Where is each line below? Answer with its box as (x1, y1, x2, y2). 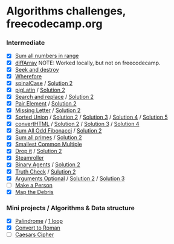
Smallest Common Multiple (14, 140, 83, 148)
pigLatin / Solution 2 (14, 86, 65, 93)
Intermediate (6, 39, 45, 47)
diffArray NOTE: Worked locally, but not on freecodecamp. (14, 59, 161, 66)
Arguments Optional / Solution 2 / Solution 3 (14, 175, 125, 182)
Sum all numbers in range (14, 52, 79, 60)
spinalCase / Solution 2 (14, 80, 73, 87)
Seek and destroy (14, 66, 59, 73)
